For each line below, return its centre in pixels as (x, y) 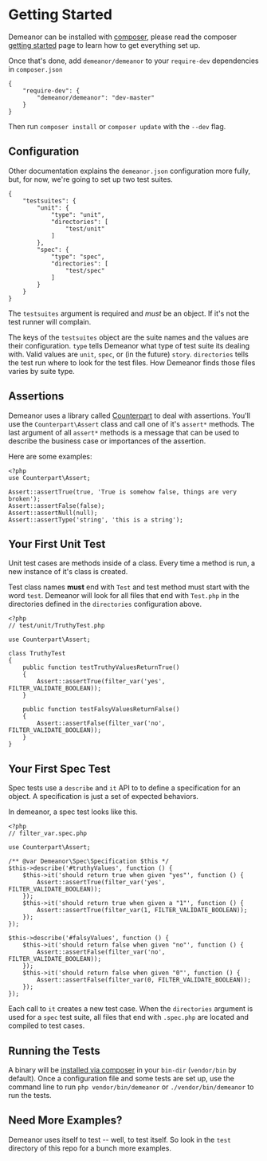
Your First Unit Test (57, 544)
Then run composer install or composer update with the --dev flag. (117, 126)
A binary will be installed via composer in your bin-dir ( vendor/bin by (122, 1070)
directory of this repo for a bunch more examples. (90, 1148)
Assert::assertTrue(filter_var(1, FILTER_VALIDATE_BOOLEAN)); (142, 911)
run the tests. (30, 1095)
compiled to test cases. (47, 1025)
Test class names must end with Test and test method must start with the (129, 587)
